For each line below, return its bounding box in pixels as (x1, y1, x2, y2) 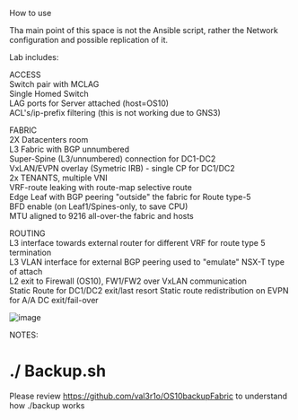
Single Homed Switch (9, 89, 90, 99)
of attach (9, 267, 43, 276)
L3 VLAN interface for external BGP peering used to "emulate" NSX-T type (9, 257, 285, 267)
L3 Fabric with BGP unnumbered (9, 144, 130, 154)
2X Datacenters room (9, 135, 89, 144)
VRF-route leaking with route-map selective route (9, 182, 193, 192)
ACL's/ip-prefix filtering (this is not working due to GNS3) (9, 108, 222, 118)
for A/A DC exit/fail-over (9, 295, 99, 305)
